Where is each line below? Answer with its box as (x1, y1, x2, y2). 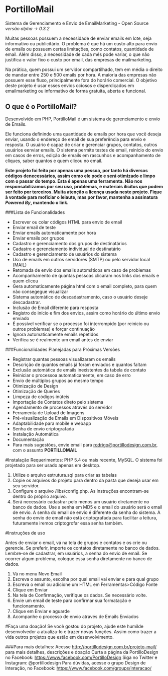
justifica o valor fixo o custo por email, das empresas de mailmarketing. (5, 56, 152, 62)
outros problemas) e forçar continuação (12, 326, 95, 332)
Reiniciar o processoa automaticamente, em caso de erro (12, 372, 131, 378)
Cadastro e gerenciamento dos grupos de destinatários (12, 240, 127, 246)
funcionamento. (12, 603, 46, 609)
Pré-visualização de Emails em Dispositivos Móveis (12, 415, 119, 421)
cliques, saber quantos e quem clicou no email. (5, 158, 103, 164)
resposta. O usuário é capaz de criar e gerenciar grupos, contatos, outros (5, 141, 157, 147)
